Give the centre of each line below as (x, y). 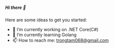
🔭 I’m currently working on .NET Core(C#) (55, 29)
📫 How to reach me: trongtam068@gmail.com (60, 40)
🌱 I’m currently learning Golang (44, 35)
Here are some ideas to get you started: (46, 20)
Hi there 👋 (15, 7)
